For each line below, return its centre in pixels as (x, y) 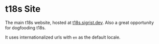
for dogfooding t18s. (25, 27)
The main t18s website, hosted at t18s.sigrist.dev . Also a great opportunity (79, 22)
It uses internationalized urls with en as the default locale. (63, 37)
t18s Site (23, 9)
